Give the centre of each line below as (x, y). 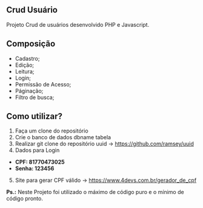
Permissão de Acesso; (43, 84)
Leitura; (25, 71)
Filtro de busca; (35, 97)
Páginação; (29, 91)
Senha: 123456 (35, 168)
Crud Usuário (32, 10)
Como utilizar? (34, 116)
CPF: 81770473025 (40, 162)
